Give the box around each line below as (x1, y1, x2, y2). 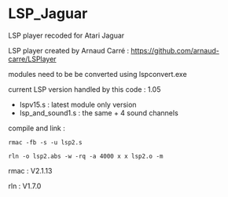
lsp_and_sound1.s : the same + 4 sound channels (19, 108, 178, 118)
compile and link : (8, 123, 65, 133)
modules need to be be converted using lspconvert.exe (8, 69, 187, 78)
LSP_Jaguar (8, 5, 88, 23)
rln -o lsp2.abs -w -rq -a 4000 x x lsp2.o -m (8, 152, 164, 160)
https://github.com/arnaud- (131, 46, 220, 55)
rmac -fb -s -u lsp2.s (8, 138, 83, 146)
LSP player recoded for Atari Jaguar (8, 31, 125, 40)
